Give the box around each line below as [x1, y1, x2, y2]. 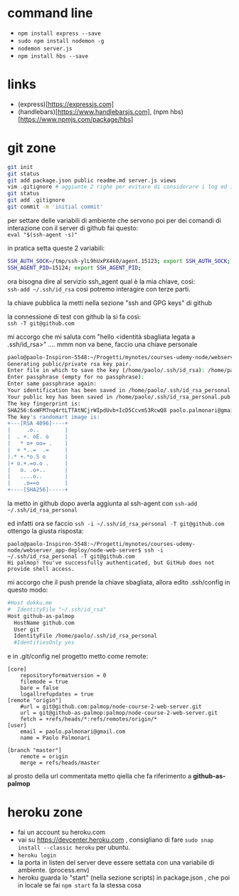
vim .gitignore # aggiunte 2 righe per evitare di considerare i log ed [7, 183, 228, 190]
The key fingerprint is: [7, 400, 81, 407]
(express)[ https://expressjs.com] [17, 100, 115, 108]
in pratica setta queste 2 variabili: [7, 244, 105, 252]
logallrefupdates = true [20, 691, 94, 698]
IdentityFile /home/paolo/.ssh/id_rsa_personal [14, 632, 158, 639]
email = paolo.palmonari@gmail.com [20, 728, 126, 736]
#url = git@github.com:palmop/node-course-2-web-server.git [20, 704, 202, 711]
